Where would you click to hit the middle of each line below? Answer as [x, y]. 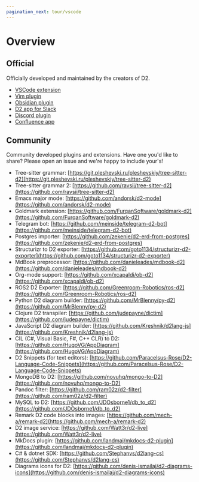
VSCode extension [38, 89]
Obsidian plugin [34, 102]
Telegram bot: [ [33, 224]
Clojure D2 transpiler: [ [43, 313]
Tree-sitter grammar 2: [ [45, 185]
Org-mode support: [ [41, 275]
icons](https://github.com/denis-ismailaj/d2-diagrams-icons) [90, 472]
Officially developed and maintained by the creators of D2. [78, 78]
